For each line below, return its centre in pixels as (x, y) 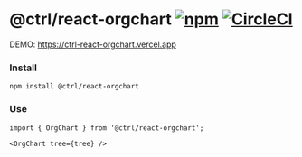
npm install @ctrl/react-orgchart (75, 87)
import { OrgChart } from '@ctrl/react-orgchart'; (107, 128)
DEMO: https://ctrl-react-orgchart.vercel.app (93, 44)
